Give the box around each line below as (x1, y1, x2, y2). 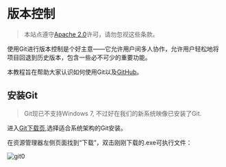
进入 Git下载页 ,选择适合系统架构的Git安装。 (7, 124, 127, 132)
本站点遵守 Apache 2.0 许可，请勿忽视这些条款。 (23, 30, 159, 38)
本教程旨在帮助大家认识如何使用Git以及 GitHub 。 (7, 68, 143, 76)
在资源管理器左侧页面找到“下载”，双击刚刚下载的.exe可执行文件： (7, 138, 192, 146)
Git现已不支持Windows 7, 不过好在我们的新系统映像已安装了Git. (23, 109, 202, 117)
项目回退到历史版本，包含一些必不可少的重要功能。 (7, 53, 151, 62)
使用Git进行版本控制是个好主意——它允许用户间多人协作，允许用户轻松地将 (7, 44, 219, 53)
